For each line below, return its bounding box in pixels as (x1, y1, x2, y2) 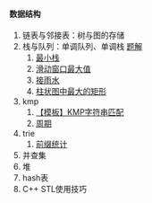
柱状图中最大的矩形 (35, 86, 107, 97)
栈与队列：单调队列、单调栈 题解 (21, 41, 143, 52)
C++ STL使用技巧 (21, 184, 88, 195)
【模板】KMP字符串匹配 (35, 107, 124, 118)
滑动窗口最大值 (35, 64, 91, 75)
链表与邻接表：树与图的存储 (21, 30, 125, 40)
